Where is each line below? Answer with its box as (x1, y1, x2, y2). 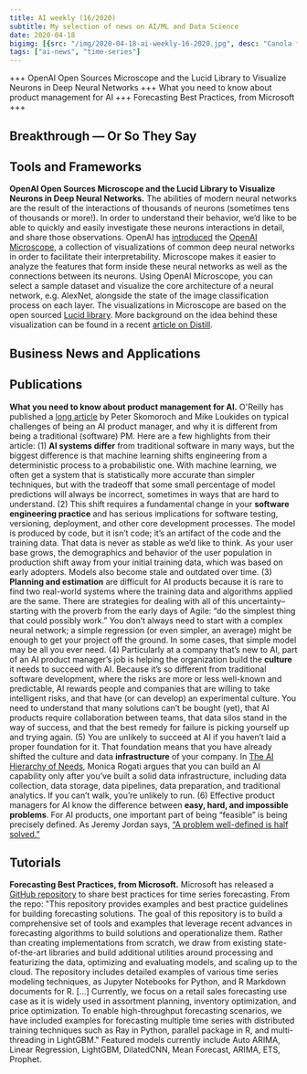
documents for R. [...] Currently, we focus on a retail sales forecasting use (9, 986, 288, 997)
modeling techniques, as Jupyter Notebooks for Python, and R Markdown (9, 976, 286, 987)
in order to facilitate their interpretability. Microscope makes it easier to (9, 251, 277, 262)
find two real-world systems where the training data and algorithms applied (9, 586, 293, 597)
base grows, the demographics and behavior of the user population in (9, 547, 272, 558)
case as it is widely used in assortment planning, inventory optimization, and (9, 995, 297, 1006)
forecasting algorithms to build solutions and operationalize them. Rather (9, 928, 283, 939)
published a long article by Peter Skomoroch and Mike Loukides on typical (9, 410, 290, 421)
